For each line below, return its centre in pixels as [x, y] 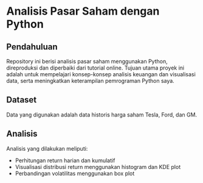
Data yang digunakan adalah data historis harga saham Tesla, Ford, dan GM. [102, 115]
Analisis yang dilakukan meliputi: [47, 148]
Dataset [22, 100]
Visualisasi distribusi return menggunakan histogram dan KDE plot [98, 167]
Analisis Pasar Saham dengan [83, 11]
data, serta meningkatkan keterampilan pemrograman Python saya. [90, 81]
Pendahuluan [32, 47]
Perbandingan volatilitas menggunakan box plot [75, 173]
